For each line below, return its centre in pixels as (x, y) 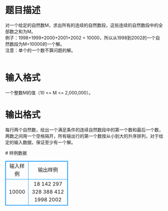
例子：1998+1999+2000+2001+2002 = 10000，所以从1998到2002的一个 (80, 38)
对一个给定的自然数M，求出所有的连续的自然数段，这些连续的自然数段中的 (82, 25)
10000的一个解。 (47, 44)
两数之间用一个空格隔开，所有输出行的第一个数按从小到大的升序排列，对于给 (84, 136)
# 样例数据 (16, 153)
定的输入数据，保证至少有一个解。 (40, 142)
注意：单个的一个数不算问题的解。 (40, 50)
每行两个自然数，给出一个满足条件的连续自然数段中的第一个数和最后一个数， (84, 130)
